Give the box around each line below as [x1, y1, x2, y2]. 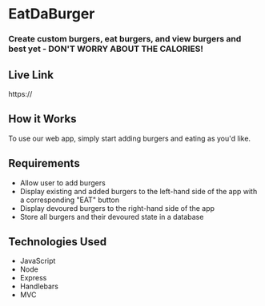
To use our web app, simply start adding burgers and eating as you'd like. [8, 133, 251, 143]
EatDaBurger [8, 5, 95, 23]
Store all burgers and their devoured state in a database [19, 212, 204, 221]
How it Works [8, 113, 77, 126]
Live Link [8, 68, 54, 81]
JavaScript [19, 256, 56, 266]
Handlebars [19, 281, 58, 292]
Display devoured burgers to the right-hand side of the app [19, 203, 215, 213]
